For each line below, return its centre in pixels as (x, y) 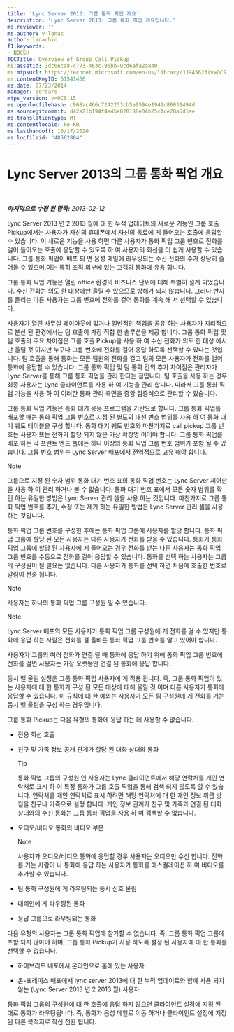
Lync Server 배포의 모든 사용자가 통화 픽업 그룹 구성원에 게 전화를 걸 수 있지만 (114, 631)
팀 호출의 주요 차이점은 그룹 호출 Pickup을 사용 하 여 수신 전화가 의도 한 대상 (111, 341)
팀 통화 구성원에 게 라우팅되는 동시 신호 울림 (77, 889)
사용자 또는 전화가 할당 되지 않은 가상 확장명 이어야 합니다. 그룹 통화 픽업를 (122, 434)
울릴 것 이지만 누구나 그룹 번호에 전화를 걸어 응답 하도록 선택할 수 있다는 (112, 350)
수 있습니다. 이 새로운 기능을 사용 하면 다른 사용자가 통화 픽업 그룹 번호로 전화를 (115, 241)
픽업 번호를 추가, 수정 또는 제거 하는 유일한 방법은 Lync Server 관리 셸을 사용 (119, 507)
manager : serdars (32, 92)
